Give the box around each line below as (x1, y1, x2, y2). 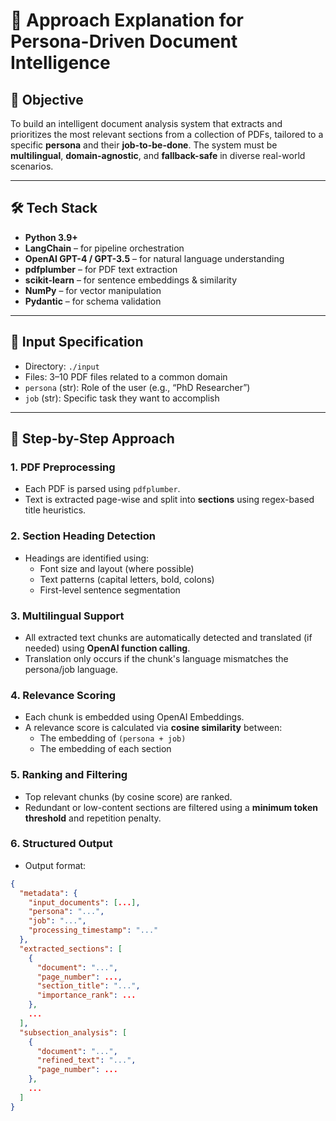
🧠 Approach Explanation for (10, 9, 244, 32)
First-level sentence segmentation (39, 584, 181, 596)
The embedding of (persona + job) (39, 732, 187, 744)
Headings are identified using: (24, 552, 150, 564)
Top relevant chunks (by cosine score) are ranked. (24, 790, 233, 803)
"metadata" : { (19, 888, 78, 898)
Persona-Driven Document (10, 30, 238, 53)
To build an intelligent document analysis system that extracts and (10, 118, 283, 129)
